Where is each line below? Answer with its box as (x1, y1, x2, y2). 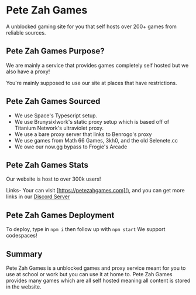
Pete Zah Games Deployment (6, 210, 115, 220)
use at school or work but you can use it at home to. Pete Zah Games (6, 271, 173, 277)
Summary (6, 249, 43, 259)
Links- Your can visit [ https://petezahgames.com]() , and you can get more (6, 187, 185, 194)
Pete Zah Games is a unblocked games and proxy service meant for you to (6, 265, 186, 272)
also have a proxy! (6, 68, 50, 75)
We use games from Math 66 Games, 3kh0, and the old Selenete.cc (14, 137, 178, 144)
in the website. (6, 283, 42, 290)
